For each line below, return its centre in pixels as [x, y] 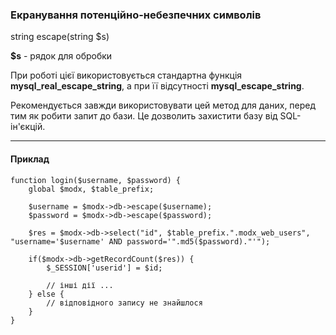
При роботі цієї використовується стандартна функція [126, 75]
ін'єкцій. [28, 127]
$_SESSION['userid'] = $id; [104, 268]
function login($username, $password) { [96, 180]
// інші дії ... [80, 285]
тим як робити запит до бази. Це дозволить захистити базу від [144, 116]
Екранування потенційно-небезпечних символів [136, 15]
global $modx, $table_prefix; [91, 189]
